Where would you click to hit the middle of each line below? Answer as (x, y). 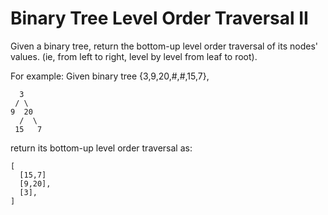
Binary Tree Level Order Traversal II (159, 18)
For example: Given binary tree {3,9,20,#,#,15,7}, (110, 76)
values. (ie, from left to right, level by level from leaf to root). (134, 56)
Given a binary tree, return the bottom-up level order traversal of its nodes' (164, 46)
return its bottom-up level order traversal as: (101, 148)
